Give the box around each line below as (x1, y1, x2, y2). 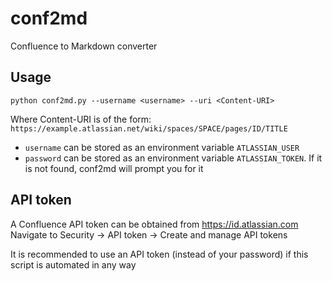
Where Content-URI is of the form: (10, 113, 152, 125)
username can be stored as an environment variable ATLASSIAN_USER (24, 141, 300, 153)
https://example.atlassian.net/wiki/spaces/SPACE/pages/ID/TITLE (10, 123, 288, 134)
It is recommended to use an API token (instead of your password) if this (10, 248, 309, 260)
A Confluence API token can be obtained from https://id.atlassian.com (10, 218, 299, 230)
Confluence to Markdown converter (10, 40, 158, 52)
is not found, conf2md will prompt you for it (24, 162, 204, 174)
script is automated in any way (10, 258, 137, 271)
